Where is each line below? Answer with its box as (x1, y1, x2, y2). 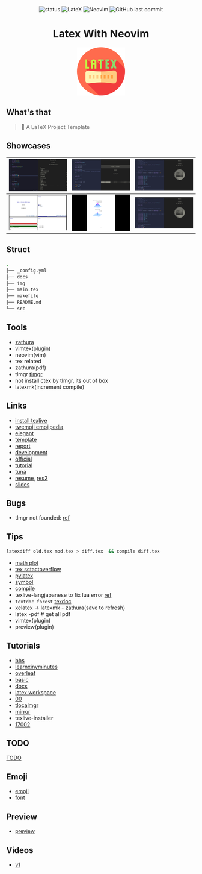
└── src (6, 306, 26, 312)
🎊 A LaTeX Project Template (20, 123, 90, 130)
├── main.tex (6, 286, 39, 293)
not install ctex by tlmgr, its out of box (14, 377, 108, 384)
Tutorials (6, 641, 40, 651)
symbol (14, 579, 34, 586)
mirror (14, 708, 31, 715)
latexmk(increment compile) (14, 383, 85, 391)
